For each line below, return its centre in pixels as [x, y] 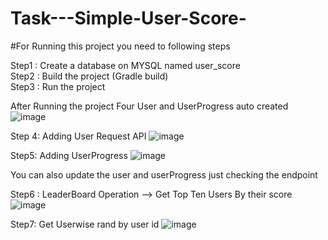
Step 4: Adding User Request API [78, 136]
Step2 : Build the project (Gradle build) [89, 76]
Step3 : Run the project [58, 86]
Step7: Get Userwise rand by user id [85, 224]
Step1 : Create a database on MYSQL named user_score [125, 65]
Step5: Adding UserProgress [69, 155]
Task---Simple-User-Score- [128, 18]
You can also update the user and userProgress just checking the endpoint [164, 174]
